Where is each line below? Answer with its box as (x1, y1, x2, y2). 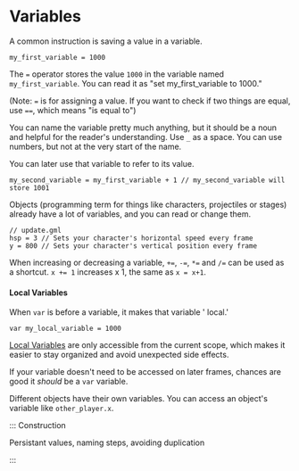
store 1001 (9, 183, 50, 193)
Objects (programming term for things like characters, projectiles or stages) (9, 199, 287, 210)
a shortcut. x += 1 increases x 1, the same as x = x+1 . (9, 266, 207, 277)
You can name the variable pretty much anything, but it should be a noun (9, 122, 278, 133)
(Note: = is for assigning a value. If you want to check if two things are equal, (9, 95, 291, 106)
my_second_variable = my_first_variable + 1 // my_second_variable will (9, 176, 286, 185)
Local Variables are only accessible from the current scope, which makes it (9, 340, 286, 351)
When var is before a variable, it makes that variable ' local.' (9, 307, 229, 318)
